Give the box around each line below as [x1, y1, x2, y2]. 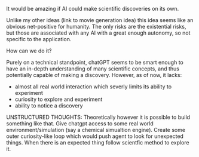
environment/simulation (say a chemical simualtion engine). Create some [6, 127, 186, 133]
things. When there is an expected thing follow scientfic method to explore [6, 139, 189, 146]
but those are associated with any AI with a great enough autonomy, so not [6, 29, 191, 36]
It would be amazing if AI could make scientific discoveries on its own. [6, 5, 179, 12]
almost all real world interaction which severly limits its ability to [14, 83, 172, 90]
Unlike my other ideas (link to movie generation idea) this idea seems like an [6, 17, 194, 23]
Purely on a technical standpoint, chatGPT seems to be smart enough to [6, 59, 183, 66]
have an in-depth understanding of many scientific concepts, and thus [6, 65, 179, 72]
